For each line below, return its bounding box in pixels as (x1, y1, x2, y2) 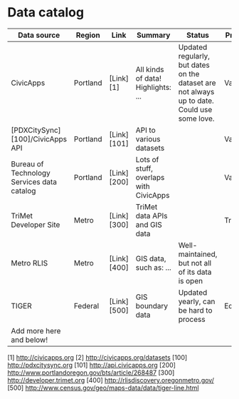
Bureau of (11, 158, 44, 168)
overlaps (135, 172, 165, 182)
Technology (11, 168, 51, 178)
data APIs (135, 211, 168, 221)
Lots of (135, 154, 159, 164)
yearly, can (178, 296, 216, 306)
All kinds (135, 64, 164, 74)
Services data (11, 176, 58, 186)
